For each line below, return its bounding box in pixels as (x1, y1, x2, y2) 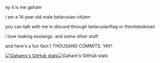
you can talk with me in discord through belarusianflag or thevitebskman (5, 23, 155, 29)
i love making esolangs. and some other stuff (5, 33, 99, 39)
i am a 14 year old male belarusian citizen (5, 14, 91, 19)
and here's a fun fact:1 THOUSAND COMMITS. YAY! (5, 43, 113, 49)
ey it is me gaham (5, 4, 42, 10)
